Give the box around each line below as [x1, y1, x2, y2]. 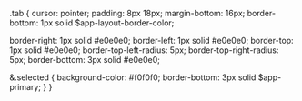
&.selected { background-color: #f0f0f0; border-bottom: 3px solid [9, 72, 257, 83]
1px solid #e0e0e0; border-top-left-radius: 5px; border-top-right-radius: [9, 45, 279, 56]
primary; [9, 82, 42, 92]
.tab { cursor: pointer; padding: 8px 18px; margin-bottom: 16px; [9, 8, 246, 18]
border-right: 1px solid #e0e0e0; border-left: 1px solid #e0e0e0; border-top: [9, 35, 294, 45]
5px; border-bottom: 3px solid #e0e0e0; [9, 55, 161, 65]
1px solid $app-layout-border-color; [40, 17, 175, 28]
